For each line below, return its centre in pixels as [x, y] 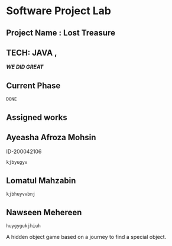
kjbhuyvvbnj [21, 194]
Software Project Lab [59, 11]
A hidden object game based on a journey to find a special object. [86, 237]
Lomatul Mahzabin [41, 181]
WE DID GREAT [25, 67]
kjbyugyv [17, 163]
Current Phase [33, 85]
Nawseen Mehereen [44, 212]
